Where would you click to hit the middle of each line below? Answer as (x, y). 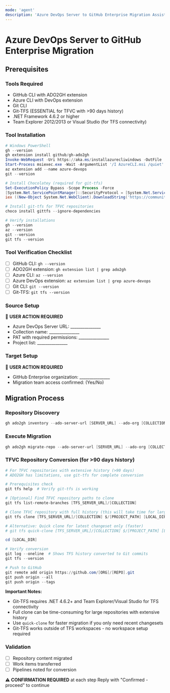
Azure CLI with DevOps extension (48, 100)
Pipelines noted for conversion (45, 670)
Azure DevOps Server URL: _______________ (57, 326)
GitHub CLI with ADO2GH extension (50, 95)
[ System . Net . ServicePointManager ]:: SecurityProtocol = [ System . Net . (79, 193)
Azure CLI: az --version (38, 275)
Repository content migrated (42, 658)
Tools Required (24, 84)
